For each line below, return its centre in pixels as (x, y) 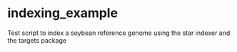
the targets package (37, 40)
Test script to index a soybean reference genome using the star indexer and (119, 33)
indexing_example (63, 13)
